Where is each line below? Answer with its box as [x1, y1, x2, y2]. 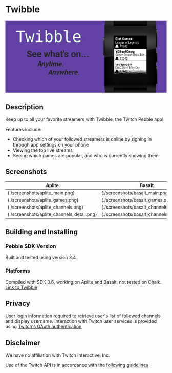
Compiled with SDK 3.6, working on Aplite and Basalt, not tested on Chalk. [5, 279, 162, 285]
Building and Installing [5, 227, 78, 236]
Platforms [5, 267, 31, 275]
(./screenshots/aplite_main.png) [7, 190, 75, 196]
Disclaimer [5, 338, 40, 347]
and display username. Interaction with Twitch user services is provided [5, 318, 157, 324]
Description [5, 102, 44, 111]
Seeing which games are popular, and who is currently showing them [12, 152, 159, 158]
